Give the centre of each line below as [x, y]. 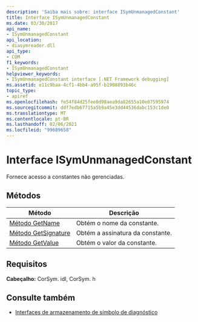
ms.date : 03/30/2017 [32, 23]
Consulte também [41, 297]
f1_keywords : [23, 62]
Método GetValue [34, 243]
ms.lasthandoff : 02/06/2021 [42, 125]
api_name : [19, 29]
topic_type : [21, 91]
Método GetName [35, 223]
